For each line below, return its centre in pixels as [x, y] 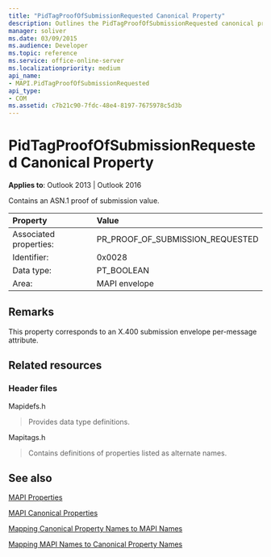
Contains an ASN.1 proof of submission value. [84, 201]
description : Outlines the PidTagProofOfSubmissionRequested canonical [131, 23]
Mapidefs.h [27, 406]
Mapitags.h [27, 437]
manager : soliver [38, 31]
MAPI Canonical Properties [53, 513]
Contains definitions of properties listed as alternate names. [127, 453]
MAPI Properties [35, 497]
